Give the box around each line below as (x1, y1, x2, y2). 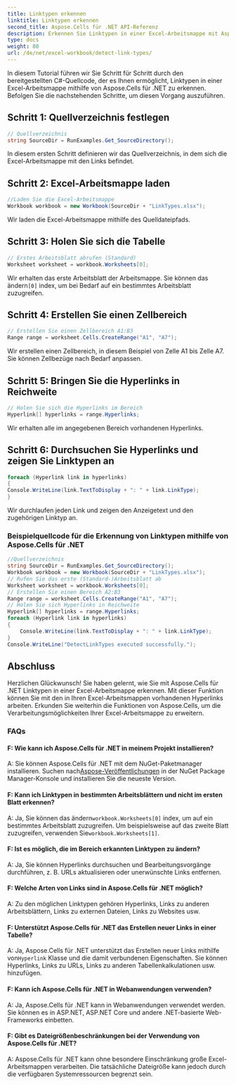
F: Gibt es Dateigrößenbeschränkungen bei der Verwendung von (7, 1032, 200, 1040)
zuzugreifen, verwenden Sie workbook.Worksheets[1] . (7, 828, 160, 837)
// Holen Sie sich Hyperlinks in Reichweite (7, 602, 140, 609)
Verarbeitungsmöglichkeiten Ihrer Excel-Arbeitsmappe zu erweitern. (7, 709, 204, 718)
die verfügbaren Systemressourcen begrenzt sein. (7, 1070, 153, 1078)
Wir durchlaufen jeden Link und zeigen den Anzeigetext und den (7, 506, 194, 514)
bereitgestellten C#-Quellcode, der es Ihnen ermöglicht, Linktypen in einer (7, 76, 223, 84)
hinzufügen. (7, 969, 42, 977)
